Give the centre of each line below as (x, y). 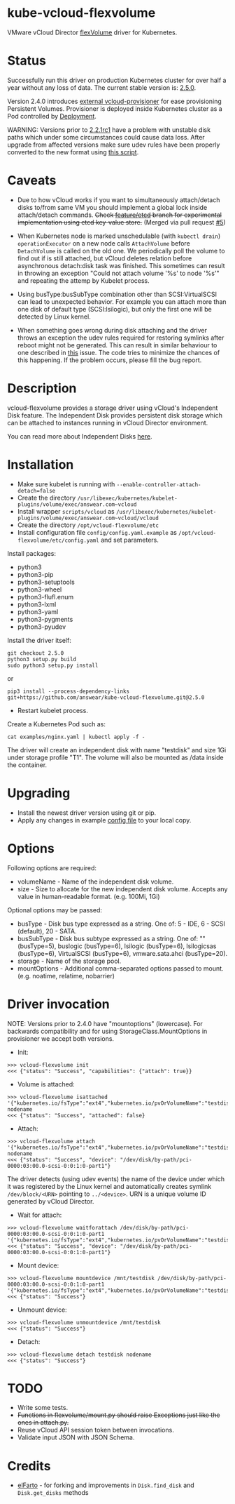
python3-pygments (45, 619)
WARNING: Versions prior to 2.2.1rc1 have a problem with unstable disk (109, 129)
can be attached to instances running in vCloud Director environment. (108, 422)
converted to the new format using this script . (73, 152)
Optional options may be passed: (55, 910)
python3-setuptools (46, 582)
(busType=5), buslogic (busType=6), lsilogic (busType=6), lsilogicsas (117, 946)
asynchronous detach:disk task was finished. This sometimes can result (121, 265)
